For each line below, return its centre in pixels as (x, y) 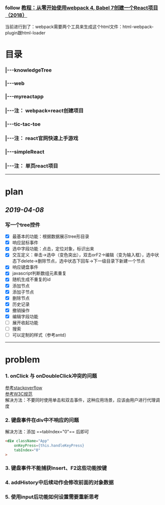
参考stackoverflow (24, 388)
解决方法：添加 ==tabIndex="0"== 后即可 (47, 431)
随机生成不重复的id (31, 280)
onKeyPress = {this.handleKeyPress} (49, 446)
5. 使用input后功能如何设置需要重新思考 (52, 497)
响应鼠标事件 (25, 243)
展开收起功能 (25, 322)
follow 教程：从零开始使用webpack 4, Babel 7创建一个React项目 (82, 7)
